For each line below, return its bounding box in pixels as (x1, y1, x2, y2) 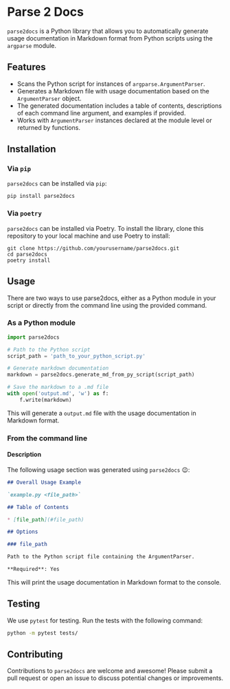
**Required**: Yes (7, 566, 60, 573)
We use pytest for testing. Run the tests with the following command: (7, 616, 203, 624)
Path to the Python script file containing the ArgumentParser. (7, 554, 195, 561)
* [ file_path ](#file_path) (7, 516, 84, 523)
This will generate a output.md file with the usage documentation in (7, 409, 197, 417)
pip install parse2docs (7, 193, 76, 200)
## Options (7, 528, 38, 536)
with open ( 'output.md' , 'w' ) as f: (7, 390, 109, 397)
